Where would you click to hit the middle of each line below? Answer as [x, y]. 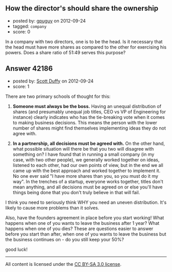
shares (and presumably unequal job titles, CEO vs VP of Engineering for [89, 112]
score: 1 [21, 86]
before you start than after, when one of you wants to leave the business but [86, 234]
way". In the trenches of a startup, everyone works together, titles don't [88, 181]
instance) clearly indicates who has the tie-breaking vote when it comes [89, 117]
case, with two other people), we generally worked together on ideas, [86, 160]
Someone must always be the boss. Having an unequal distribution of [87, 106]
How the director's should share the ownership [82, 8]
